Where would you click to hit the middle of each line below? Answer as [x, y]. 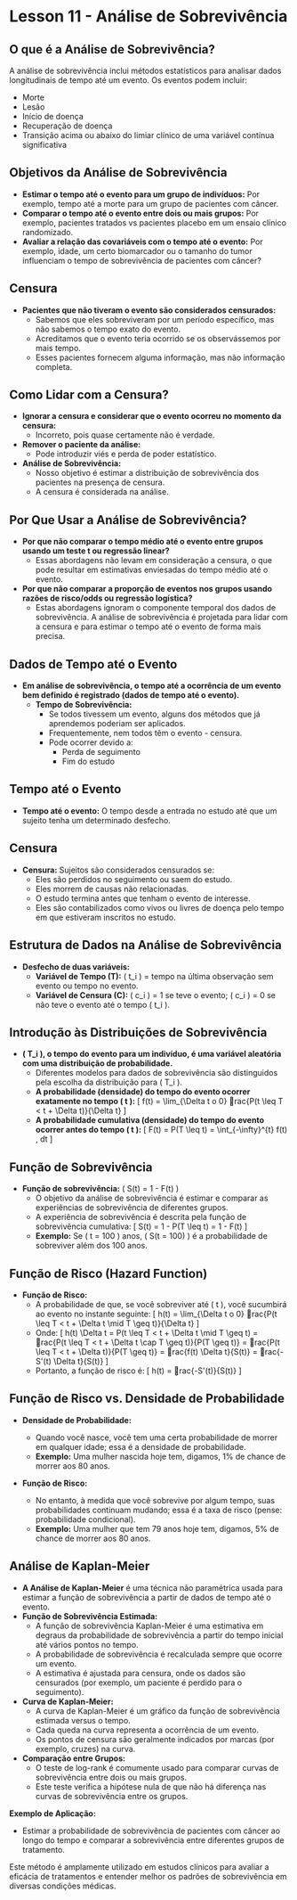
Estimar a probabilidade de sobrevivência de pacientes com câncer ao [151, 1830]
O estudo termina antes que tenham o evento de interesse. [143, 898]
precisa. [50, 636]
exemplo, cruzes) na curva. [85, 1748]
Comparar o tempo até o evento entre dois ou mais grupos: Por [140, 213]
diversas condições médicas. [63, 1886]
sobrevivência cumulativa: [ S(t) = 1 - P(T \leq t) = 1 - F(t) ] [141, 1226]
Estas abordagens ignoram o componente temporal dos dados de [156, 608]
